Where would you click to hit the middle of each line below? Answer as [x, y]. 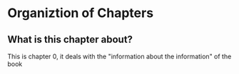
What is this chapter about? [70, 39]
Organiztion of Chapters [81, 13]
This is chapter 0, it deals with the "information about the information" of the [119, 56]
